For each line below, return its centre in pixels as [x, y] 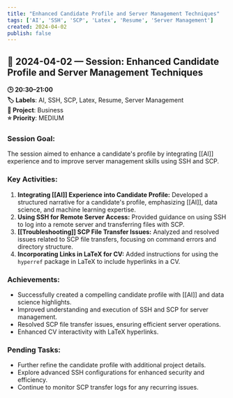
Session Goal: [31, 138]
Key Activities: [32, 179]
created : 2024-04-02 [37, 27]
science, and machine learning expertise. [76, 209]
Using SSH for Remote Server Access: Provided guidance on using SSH [122, 216]
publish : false [29, 33]
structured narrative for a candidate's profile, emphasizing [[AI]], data [117, 202]
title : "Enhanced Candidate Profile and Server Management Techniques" [113, 14]
